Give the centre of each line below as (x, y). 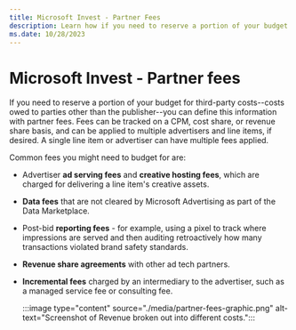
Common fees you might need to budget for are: (98, 157)
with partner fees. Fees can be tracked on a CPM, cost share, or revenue (142, 122)
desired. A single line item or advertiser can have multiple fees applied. (139, 141)
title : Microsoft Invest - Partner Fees (85, 17)
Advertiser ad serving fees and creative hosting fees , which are (140, 175)
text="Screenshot (54, 318)
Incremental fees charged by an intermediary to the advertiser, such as (153, 282)
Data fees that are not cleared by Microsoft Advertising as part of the (149, 202)
